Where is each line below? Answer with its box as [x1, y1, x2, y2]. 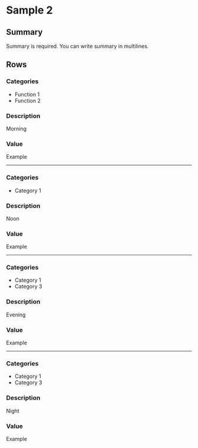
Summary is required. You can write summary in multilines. [6, 42, 149, 50]
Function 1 [14, 91, 40, 98]
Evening [6, 311, 26, 318]
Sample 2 [6, 4, 53, 17]
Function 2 [14, 97, 41, 104]
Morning [6, 125, 27, 132]
